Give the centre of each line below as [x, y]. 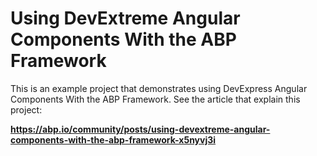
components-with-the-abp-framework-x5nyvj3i [113, 139]
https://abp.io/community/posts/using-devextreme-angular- [140, 129]
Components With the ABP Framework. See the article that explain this [155, 99]
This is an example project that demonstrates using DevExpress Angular [159, 88]
